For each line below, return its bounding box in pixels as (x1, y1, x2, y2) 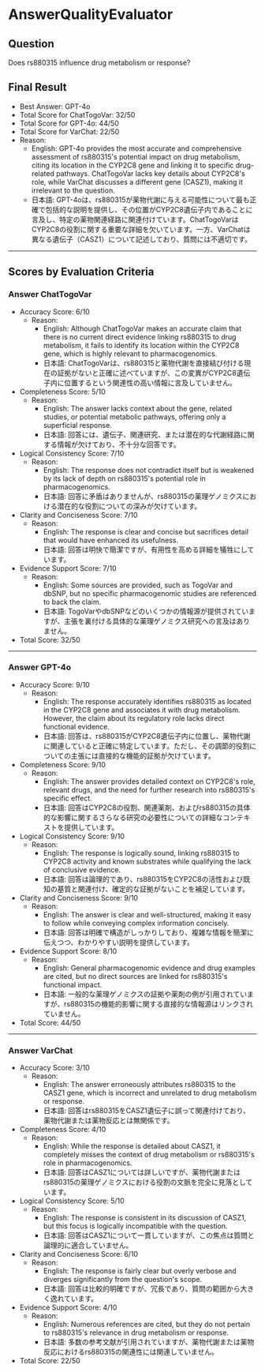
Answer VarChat (8, 1044, 73, 1055)
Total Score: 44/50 (19, 1018, 81, 1027)
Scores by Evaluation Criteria (8, 265, 155, 279)
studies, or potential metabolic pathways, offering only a (43, 412, 226, 422)
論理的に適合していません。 (43, 1241, 133, 1250)
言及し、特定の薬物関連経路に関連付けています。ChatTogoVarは (31, 215, 239, 224)
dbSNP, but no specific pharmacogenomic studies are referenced (43, 588, 257, 598)
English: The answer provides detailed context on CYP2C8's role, (43, 776, 256, 786)
